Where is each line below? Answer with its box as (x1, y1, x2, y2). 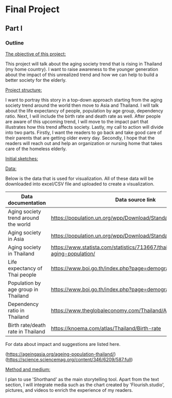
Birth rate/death (8, 321, 46, 329)
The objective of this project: (5, 51, 66, 57)
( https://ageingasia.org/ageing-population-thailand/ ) (5, 351, 116, 357)
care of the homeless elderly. (5, 146, 67, 152)
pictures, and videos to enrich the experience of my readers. (5, 387, 133, 393)
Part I (5, 24, 23, 33)
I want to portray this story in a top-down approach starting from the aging (5, 97, 163, 103)
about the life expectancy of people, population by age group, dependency (5, 107, 163, 113)
